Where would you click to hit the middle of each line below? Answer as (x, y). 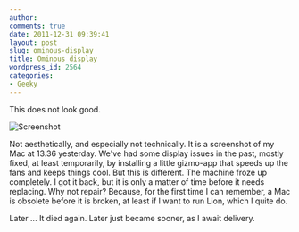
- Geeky (24, 84)
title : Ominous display (54, 59)
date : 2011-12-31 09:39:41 (59, 34)
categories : (31, 76)
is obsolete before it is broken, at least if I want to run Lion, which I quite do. (149, 201)
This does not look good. (55, 109)
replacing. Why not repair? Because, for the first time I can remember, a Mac (150, 191)
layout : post (33, 42)
